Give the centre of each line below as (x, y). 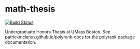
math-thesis (30, 9)
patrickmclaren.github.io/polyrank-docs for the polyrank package (70, 37)
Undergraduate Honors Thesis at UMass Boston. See (58, 32)
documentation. (21, 42)
